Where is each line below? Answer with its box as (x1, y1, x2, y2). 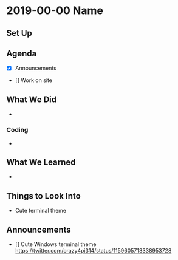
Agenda (6, 48, 37, 58)
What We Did (6, 94, 57, 104)
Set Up (6, 28, 32, 38)
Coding (6, 126, 29, 134)
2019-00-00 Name (6, 4, 103, 18)
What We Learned (6, 157, 76, 167)
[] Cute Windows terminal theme (15, 241, 97, 248)
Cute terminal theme (15, 207, 67, 214)
